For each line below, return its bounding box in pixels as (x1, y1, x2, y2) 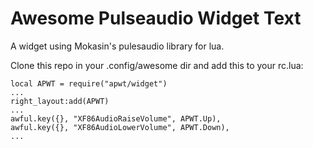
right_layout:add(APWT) (10, 96, 110, 106)
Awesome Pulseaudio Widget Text (10, 7, 302, 30)
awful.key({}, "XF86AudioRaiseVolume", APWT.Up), (10, 113, 222, 124)
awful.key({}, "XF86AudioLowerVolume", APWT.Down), (10, 122, 230, 132)
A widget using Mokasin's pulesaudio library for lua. (10, 40, 225, 52)
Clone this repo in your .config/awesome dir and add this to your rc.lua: (10, 59, 304, 71)
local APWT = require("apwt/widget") (10, 78, 168, 89)
